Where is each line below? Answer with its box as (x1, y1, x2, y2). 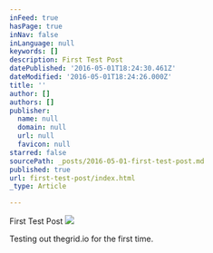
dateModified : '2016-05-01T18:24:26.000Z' (9, 73, 172, 82)
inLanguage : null (9, 38, 75, 48)
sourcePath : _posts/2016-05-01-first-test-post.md (9, 156, 205, 166)
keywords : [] (9, 47, 59, 56)
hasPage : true (9, 22, 63, 31)
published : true (9, 165, 71, 174)
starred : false (9, 148, 67, 157)
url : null (17, 131, 54, 141)
